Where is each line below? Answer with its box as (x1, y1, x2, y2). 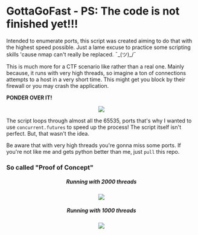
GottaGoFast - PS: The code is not (6, 4, 180, 18)
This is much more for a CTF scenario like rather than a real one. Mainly (6, 62, 184, 70)
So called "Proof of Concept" (6, 163, 94, 171)
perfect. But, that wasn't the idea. (6, 130, 89, 137)
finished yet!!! (6, 17, 78, 31)
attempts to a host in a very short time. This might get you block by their (6, 76, 185, 83)
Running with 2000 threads (66, 178, 137, 185)
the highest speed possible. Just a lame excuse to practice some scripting (6, 44, 191, 51)
